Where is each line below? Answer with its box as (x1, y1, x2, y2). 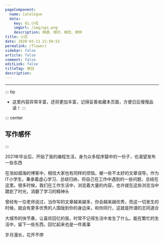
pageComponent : (5, 7, 36, 12)
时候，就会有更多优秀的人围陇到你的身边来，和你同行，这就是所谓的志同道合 (5, 205, 159, 211)
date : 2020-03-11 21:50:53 (5, 39, 60, 44)
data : (9, 16, 21, 21)
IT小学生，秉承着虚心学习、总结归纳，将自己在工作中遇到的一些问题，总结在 (5, 176, 159, 182)
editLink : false (5, 62, 38, 66)
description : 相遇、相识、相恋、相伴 (14, 30, 82, 35)
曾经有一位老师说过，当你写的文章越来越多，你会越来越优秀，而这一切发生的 (5, 198, 159, 204)
